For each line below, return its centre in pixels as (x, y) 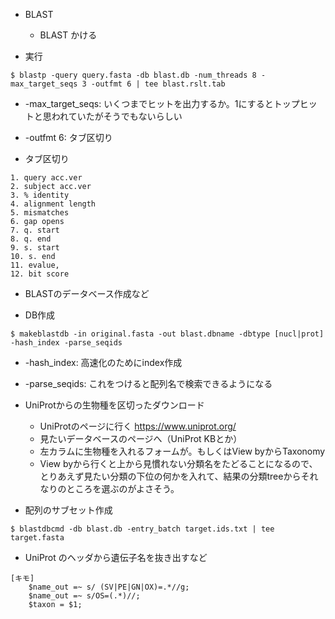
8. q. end (31, 239)
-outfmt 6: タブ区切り (68, 137)
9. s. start (35, 248)
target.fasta (37, 538)
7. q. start (35, 230)
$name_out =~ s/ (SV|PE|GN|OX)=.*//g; (109, 587)
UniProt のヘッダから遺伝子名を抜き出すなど (116, 557)
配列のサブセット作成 (68, 510)
